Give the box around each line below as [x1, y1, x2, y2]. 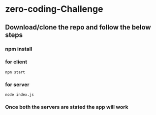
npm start [5, 70, 26, 75]
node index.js [5, 92, 34, 97]
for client [5, 58, 28, 65]
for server [5, 81, 30, 88]
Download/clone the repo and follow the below [5, 23, 151, 31]
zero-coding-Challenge [5, 3, 103, 15]
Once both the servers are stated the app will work [5, 104, 128, 111]
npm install [5, 45, 32, 52]
